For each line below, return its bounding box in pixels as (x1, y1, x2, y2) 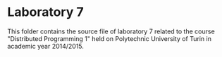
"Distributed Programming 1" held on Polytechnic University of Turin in (7, 34, 211, 42)
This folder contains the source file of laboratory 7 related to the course (7, 27, 215, 35)
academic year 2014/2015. (7, 42, 85, 50)
